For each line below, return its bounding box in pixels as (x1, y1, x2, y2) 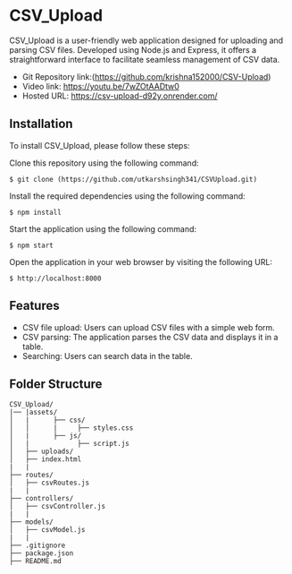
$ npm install (9, 208, 63, 217)
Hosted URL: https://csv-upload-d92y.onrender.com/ (21, 90, 218, 101)
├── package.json (9, 549, 74, 558)
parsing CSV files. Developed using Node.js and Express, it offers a (9, 44, 257, 55)
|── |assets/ (9, 408, 58, 417)
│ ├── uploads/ (9, 447, 74, 457)
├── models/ (9, 518, 54, 527)
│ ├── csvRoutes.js (9, 478, 90, 488)
